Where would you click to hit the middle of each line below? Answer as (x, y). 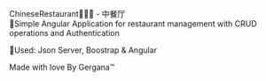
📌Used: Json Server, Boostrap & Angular (83, 50)
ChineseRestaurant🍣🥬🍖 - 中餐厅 (67, 14)
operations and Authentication (64, 33)
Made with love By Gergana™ (62, 67)
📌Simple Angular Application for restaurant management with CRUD (133, 24)
